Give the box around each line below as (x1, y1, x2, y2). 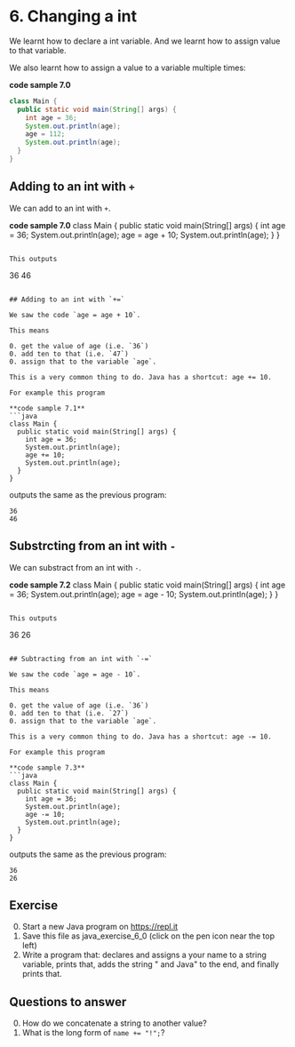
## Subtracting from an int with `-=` (9, 654, 153, 663)
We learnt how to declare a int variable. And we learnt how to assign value (9, 36, 281, 46)
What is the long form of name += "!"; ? (21, 1027, 165, 1038)
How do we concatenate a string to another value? (21, 1018, 207, 1028)
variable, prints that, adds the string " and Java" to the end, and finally (21, 959, 280, 970)
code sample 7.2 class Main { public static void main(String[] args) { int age (9, 579, 286, 590)
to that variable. (9, 44, 67, 55)
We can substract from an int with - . (9, 562, 142, 572)
